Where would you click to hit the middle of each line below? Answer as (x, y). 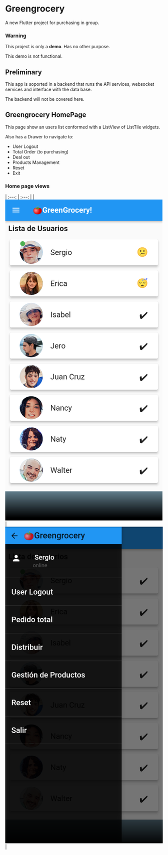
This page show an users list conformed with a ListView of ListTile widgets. (83, 127)
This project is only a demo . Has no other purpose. (57, 47)
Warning (16, 36)
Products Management (36, 162)
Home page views (27, 186)
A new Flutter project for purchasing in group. (52, 23)
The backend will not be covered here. (45, 99)
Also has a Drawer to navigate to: (39, 136)
